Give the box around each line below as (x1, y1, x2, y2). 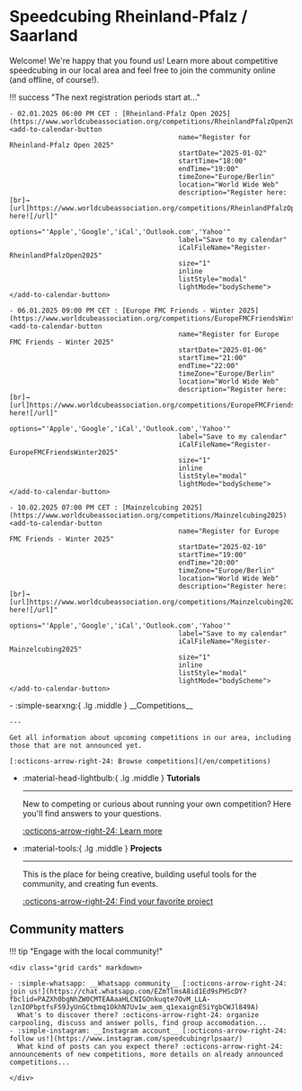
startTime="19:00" (178, 550, 247, 559)
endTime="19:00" (178, 164, 240, 173)
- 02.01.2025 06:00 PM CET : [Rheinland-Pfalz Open (9, 109, 207, 118)
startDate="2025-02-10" (178, 542, 268, 551)
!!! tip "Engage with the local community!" (9, 945, 164, 956)
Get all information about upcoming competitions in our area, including (9, 733, 292, 742)
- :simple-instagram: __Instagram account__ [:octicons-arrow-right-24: (9, 1026, 288, 1035)
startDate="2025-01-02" (178, 149, 268, 158)
